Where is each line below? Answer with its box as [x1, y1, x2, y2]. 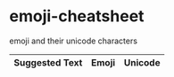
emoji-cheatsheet [9, 6, 145, 27]
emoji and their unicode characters [9, 35, 138, 46]
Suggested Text [13, 56, 83, 68]
